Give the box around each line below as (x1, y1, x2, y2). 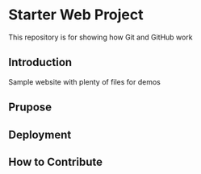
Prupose (8, 101, 52, 114)
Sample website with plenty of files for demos (8, 77, 161, 86)
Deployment (8, 127, 72, 142)
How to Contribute (8, 155, 103, 168)
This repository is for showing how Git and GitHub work (8, 32, 193, 42)
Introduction (8, 56, 73, 69)
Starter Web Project (8, 6, 144, 24)
